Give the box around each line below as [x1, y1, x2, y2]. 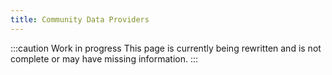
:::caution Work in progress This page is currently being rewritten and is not [10, 42, 322, 54]
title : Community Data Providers [10, 14, 150, 25]
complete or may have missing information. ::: [10, 52, 199, 65]
